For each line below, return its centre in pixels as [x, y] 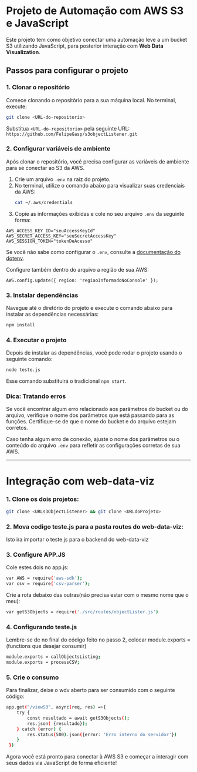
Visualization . [23, 52]
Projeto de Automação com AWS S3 [95, 11]
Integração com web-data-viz [80, 481]
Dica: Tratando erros [36, 396]
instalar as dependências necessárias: [52, 314]
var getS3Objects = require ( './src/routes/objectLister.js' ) [82, 612]
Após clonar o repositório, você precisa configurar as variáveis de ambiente [98, 161]
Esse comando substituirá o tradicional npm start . [66, 381]
